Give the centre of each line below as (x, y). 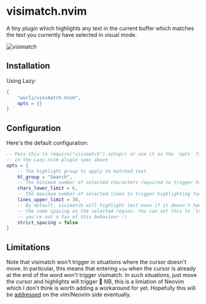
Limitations (28, 247)
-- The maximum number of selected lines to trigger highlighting (104, 194)
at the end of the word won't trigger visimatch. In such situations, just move (102, 275)
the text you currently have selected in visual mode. (71, 34)
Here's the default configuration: (48, 143)
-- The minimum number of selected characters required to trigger (105, 183)
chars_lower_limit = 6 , (48, 188)
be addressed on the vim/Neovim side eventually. (69, 295)
